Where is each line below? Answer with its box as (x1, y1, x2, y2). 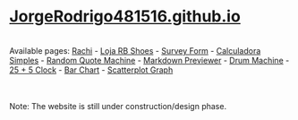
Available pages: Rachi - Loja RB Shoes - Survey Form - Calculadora (9, 45, 261, 56)
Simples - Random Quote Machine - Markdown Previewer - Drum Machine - (9, 55, 290, 65)
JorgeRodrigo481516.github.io (9, 6, 242, 27)
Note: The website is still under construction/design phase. (9, 100, 226, 111)
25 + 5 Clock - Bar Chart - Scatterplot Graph (9, 64, 174, 75)
